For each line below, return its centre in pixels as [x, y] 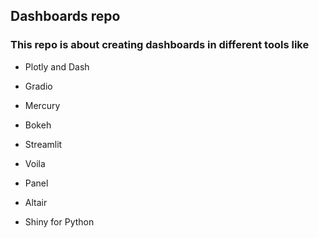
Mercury [42, 105]
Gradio [38, 86]
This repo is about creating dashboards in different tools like [160, 45]
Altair [36, 202]
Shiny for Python [59, 221]
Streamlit [43, 144]
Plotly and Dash [57, 66]
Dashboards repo [65, 16]
